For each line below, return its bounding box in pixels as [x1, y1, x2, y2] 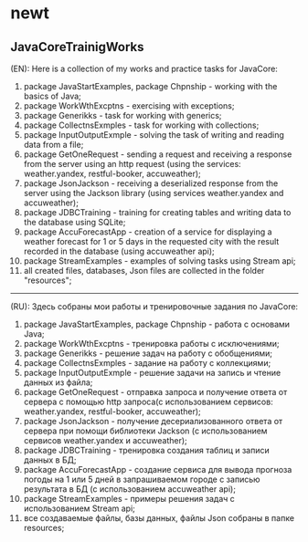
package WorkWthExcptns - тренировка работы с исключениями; [23, 339, 280, 349]
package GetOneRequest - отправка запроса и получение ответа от [23, 387, 288, 397]
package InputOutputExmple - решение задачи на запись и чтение [23, 368, 281, 378]
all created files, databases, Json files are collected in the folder [23, 266, 265, 276]
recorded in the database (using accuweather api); [23, 245, 216, 256]
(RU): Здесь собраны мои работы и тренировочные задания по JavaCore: [10, 301, 299, 312]
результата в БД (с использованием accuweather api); [23, 484, 237, 495]
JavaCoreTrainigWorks [10, 39, 144, 55]
